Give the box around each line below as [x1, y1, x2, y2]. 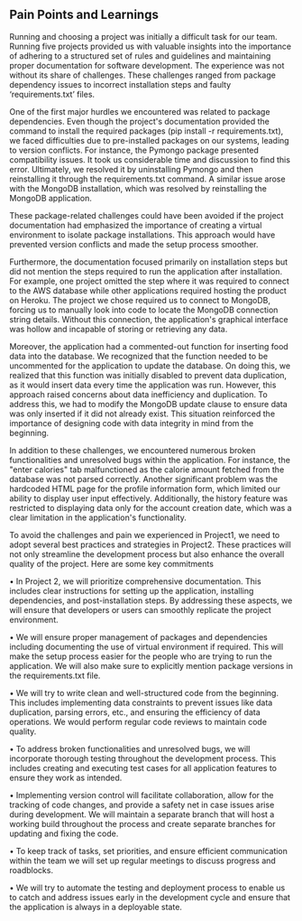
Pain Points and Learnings [9, 7, 160, 23]
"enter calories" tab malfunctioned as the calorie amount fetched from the [9, 464, 285, 475]
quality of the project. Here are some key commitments [9, 558, 215, 569]
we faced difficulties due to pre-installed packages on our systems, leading [9, 135, 290, 145]
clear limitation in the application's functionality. [9, 512, 187, 523]
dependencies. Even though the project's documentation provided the [9, 116, 270, 126]
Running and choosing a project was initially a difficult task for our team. [9, 31, 278, 42]
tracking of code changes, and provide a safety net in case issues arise [9, 799, 275, 810]
